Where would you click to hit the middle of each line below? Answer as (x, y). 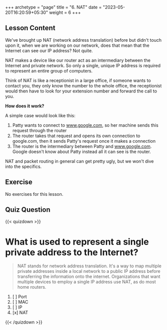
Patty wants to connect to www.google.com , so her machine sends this (85, 125)
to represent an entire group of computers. (49, 71)
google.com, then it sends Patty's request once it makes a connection (84, 141)
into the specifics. (23, 166)
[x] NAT (20, 313)
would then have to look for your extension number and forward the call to (81, 91)
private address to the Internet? (72, 252)
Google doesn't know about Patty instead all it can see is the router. (82, 152)
